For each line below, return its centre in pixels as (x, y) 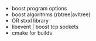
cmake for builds (32, 33)
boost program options (39, 8)
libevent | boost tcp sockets (45, 27)
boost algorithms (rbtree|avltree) (51, 14)
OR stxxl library (30, 20)
